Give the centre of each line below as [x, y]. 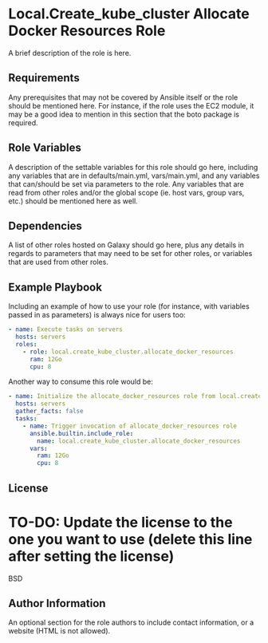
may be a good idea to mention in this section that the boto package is [124, 114]
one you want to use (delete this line [130, 539]
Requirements [44, 78]
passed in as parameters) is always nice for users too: [97, 315]
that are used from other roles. [59, 262]
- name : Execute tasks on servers [66, 329]
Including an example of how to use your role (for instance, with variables [129, 306]
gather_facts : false [49, 412]
